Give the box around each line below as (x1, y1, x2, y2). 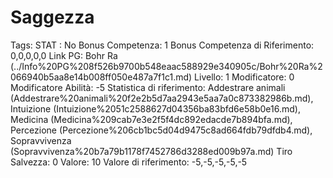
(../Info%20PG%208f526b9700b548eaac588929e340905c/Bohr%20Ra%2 (10, 60, 323, 72)
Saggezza (10, 6, 95, 29)
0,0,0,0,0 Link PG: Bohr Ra (10, 49, 118, 61)
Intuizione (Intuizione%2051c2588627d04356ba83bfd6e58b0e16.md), (10, 102, 301, 115)
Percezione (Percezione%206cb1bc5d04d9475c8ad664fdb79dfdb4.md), (10, 124, 313, 136)
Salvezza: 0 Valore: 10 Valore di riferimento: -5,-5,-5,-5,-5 (10, 156, 248, 168)
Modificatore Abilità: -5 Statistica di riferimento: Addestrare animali (10, 81, 286, 93)
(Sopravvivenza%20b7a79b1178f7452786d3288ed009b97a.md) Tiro (10, 145, 293, 157)
